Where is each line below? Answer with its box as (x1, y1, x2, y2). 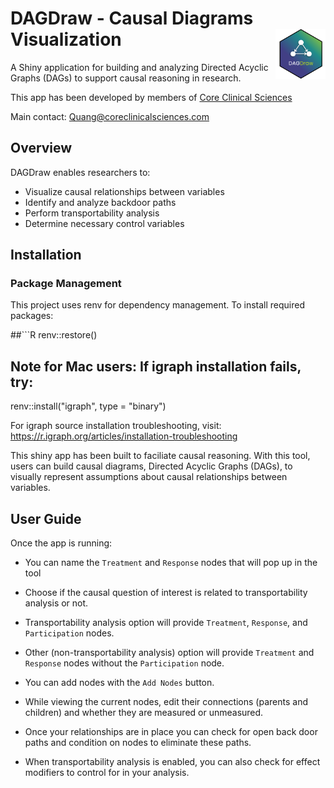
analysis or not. (24, 597, 89, 609)
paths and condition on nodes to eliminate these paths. (24, 737, 252, 749)
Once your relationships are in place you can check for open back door (24, 726, 318, 738)
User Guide (10, 510, 82, 527)
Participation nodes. (24, 627, 115, 639)
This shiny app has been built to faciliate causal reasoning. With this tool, (10, 450, 311, 462)
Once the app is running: (10, 537, 113, 549)
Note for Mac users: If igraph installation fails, (10, 358, 302, 375)
